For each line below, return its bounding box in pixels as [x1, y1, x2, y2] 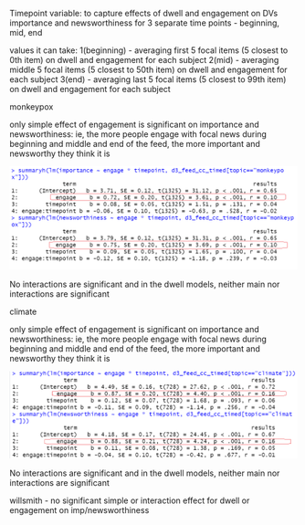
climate [9, 306, 37, 318]
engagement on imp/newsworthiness [9, 505, 150, 516]
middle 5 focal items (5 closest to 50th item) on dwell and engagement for [9, 64, 288, 75]
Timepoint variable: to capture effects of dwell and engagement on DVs [9, 8, 279, 18]
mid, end [9, 27, 43, 37]
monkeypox [9, 101, 54, 112]
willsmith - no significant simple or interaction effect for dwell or [9, 495, 250, 506]
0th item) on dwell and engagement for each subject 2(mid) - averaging [9, 55, 279, 65]
